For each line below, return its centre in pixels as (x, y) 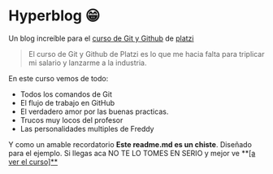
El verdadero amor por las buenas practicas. (94, 111)
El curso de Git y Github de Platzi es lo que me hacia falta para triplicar (146, 54)
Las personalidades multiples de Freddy (87, 128)
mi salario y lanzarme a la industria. (87, 63)
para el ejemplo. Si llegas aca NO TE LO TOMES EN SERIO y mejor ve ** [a (132, 153)
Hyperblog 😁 (54, 16)
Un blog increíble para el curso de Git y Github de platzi (101, 38)
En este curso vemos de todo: (58, 78)
